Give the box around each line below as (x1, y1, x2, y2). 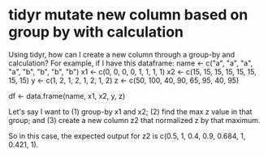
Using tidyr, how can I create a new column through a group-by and (8, 49, 236, 59)
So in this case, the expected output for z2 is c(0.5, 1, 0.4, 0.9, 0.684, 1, (8, 131, 246, 141)
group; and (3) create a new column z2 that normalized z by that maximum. (8, 115, 261, 125)
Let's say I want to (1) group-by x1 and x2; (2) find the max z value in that (8, 107, 253, 117)
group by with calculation (8, 23, 184, 41)
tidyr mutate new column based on (8, 6, 249, 24)
